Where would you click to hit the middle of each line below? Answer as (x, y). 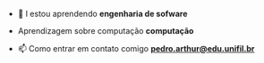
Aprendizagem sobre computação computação (106, 31)
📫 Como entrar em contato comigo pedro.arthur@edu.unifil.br (136, 48)
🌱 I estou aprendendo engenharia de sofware (102, 14)
